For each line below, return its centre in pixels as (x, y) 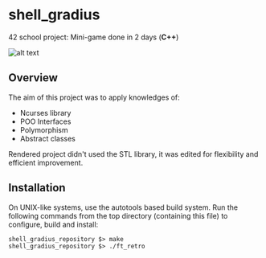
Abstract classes (48, 138)
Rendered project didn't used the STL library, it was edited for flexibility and (133, 154)
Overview (33, 78)
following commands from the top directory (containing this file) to (118, 215)
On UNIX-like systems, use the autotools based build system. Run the (123, 207)
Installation (37, 188)
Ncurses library (45, 113)
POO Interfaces (45, 121)
